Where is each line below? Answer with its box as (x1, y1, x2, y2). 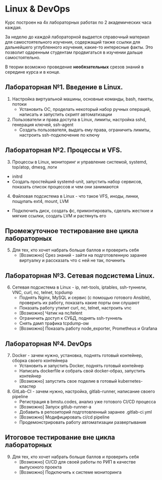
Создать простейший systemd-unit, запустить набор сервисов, (12, 178, 143, 185)
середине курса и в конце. (5, 69, 60, 75)
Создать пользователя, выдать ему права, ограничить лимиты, (19, 127, 151, 133)
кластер (19, 384, 36, 389)
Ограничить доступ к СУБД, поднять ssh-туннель (19, 315, 122, 321)
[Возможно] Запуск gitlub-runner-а (19, 404, 92, 410)
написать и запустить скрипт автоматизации (19, 111, 112, 117)
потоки (12, 101, 27, 107)
